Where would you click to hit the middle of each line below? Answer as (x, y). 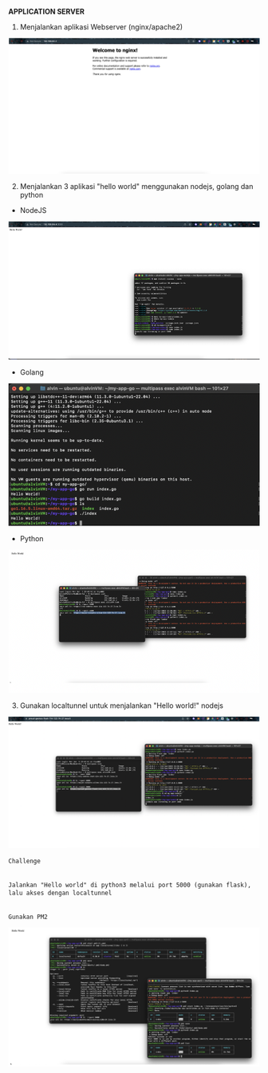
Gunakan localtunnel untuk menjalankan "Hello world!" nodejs (121, 706)
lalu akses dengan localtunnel (60, 893)
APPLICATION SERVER (47, 12)
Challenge (25, 861)
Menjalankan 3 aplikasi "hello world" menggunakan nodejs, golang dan (136, 186)
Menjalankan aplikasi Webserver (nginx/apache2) (101, 27)
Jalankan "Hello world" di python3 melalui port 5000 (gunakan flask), (130, 885)
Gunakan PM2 (28, 917)
